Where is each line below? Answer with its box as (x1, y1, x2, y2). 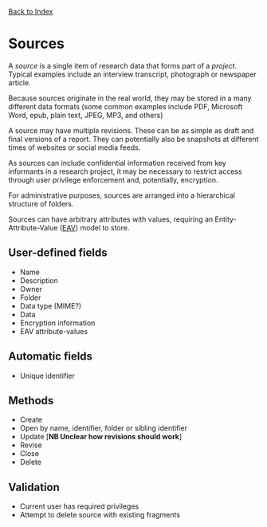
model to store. (80, 222, 130, 232)
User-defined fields (8, 246, 108, 260)
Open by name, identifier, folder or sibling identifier (19, 423, 187, 433)
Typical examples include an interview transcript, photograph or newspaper (8, 69, 257, 79)
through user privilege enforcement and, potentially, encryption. (8, 175, 218, 184)
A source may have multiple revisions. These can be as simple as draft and (8, 125, 254, 135)
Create (19, 415, 42, 425)
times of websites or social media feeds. (8, 143, 141, 152)
